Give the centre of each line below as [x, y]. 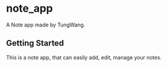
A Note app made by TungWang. [46, 25]
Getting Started [35, 43]
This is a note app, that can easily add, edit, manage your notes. [84, 57]
